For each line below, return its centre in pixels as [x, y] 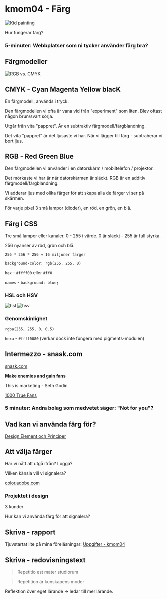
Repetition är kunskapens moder [51, 581]
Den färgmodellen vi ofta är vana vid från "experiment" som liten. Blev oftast [83, 111]
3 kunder [14, 507]
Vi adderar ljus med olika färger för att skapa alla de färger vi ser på [75, 193]
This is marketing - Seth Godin [37, 385]
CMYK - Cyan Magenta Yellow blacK [63, 89]
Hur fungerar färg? [24, 32]
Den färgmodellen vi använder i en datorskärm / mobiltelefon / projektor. [79, 168]
